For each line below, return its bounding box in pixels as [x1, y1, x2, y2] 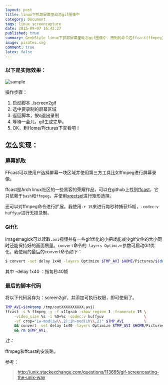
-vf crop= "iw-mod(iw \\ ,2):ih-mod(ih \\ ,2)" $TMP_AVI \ [14, 319, 146, 324]
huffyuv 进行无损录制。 [5, 210, 52, 216]
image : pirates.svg [5, 40, 46, 45]
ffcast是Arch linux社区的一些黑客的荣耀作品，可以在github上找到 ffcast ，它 [5, 186, 159, 192]
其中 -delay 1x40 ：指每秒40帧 [5, 268, 68, 274]
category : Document [5, 17, 46, 22]
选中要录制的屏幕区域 [12, 106, 56, 112]
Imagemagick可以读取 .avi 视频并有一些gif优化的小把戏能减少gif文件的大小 [5, 236, 158, 242]
